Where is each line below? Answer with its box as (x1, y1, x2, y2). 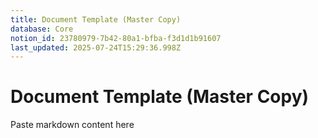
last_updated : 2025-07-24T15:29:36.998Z (10, 42, 182, 53)
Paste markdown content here (10, 119, 135, 131)
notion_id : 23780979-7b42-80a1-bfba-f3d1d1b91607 (10, 33, 222, 43)
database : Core (10, 24, 74, 34)
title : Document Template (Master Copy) (10, 14, 182, 25)
